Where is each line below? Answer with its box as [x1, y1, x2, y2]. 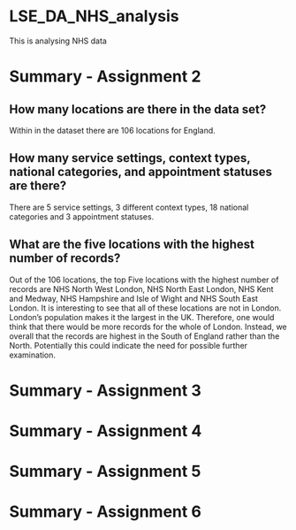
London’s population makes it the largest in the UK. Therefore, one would [9, 311, 275, 322]
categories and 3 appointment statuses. [9, 211, 155, 222]
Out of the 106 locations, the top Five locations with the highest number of [9, 274, 279, 285]
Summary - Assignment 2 [9, 66, 201, 87]
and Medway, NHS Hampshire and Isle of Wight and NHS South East [9, 293, 259, 303]
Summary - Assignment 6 [9, 502, 201, 522]
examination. [9, 349, 56, 360]
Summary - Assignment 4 [9, 420, 202, 441]
